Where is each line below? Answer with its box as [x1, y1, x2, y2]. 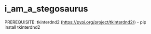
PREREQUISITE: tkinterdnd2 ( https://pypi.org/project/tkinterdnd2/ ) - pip [4, 19, 147, 25]
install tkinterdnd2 [4, 24, 41, 30]
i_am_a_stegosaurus [4, 3, 88, 14]
